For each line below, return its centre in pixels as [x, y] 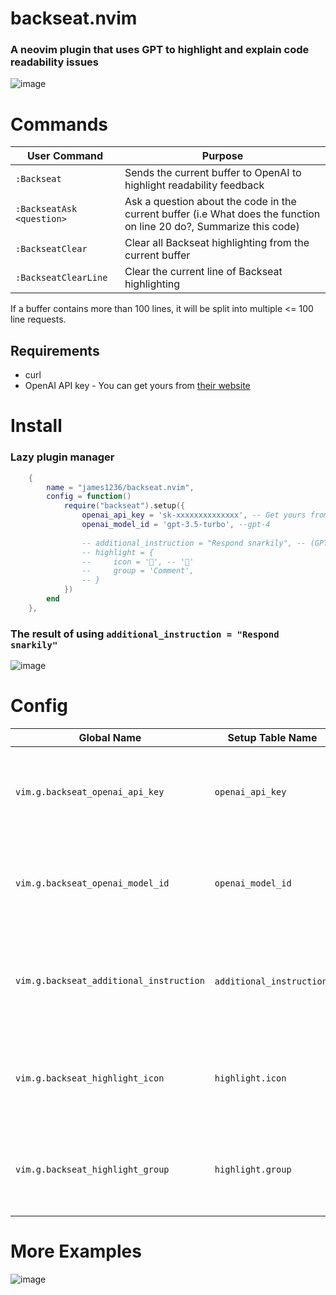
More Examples [76, 1251]
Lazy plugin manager [62, 457]
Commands [59, 124]
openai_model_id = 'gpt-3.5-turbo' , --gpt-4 [176, 525]
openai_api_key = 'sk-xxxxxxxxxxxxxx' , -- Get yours [194, 515]
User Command [65, 156]
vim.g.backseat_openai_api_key [90, 792]
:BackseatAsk [46, 209]
